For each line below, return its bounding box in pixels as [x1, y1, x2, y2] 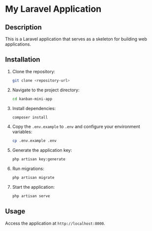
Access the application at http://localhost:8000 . [5, 220, 105, 226]
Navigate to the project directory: [12, 87, 80, 93]
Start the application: [12, 184, 55, 190]
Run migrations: [12, 166, 44, 172]
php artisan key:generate [12, 157, 65, 162]
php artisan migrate [12, 175, 55, 180]
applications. [5, 41, 31, 47]
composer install [12, 115, 48, 120]
